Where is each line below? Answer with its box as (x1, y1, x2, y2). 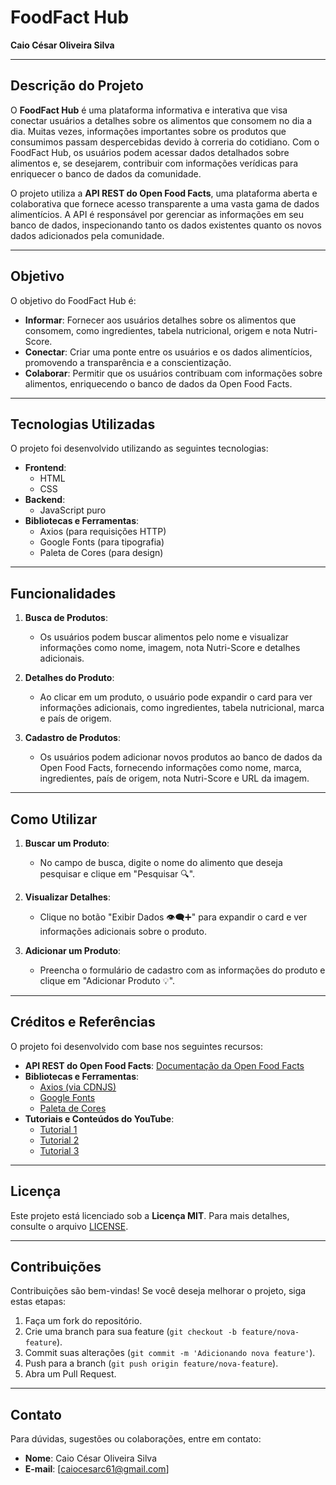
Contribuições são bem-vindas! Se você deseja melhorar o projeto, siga (10, 1285, 307, 1297)
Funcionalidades (10, 585, 117, 602)
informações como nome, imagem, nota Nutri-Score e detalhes (39, 642, 301, 654)
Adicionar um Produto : (24, 945, 122, 956)
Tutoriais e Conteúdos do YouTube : (24, 1112, 175, 1125)
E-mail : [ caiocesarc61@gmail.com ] (24, 1463, 170, 1475)
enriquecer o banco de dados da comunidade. (10, 167, 202, 180)
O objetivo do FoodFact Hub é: (10, 294, 137, 306)
